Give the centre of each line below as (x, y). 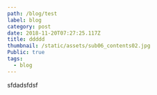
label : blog (24, 20)
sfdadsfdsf (23, 85)
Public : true (26, 53)
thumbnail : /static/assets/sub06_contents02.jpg (79, 46)
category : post (29, 26)
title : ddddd (26, 40)
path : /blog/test (32, 14)
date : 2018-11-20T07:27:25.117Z (54, 33)
